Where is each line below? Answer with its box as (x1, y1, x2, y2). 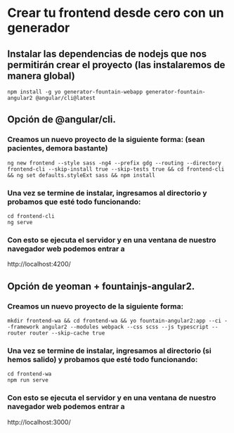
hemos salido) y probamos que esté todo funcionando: (7, 354, 198, 364)
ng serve (7, 219, 33, 226)
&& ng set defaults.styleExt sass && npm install (7, 172, 156, 179)
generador (7, 20, 70, 36)
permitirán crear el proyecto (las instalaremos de (7, 58, 226, 71)
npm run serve (7, 377, 49, 384)
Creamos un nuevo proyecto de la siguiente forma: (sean (7, 135, 205, 145)
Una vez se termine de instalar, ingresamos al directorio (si (7, 346, 212, 356)
